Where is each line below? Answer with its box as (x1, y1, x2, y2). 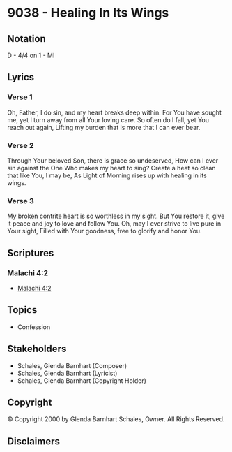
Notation (7, 33, 47, 45)
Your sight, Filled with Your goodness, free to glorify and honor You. (7, 227, 202, 235)
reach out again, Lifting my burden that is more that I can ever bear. (7, 123, 201, 131)
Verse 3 (7, 196, 34, 205)
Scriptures (7, 247, 54, 259)
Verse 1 (7, 92, 33, 102)
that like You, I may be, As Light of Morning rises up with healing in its (7, 171, 207, 180)
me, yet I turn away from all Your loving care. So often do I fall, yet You (7, 115, 209, 124)
